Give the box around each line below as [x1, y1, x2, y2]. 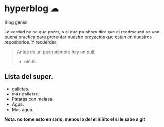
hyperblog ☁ [4, 3, 59, 14]
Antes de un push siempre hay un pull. [16, 49, 96, 55]
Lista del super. [4, 72, 53, 81]
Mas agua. [11, 106, 34, 112]
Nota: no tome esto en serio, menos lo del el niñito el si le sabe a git [4, 116, 145, 122]
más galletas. [11, 91, 39, 96]
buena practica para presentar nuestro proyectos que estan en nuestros [4, 34, 152, 40]
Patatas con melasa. [11, 96, 54, 102]
